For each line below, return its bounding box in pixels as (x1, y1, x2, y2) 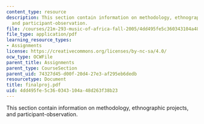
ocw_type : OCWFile (6, 54, 53, 60)
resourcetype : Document (6, 76, 67, 82)
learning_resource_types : (6, 37, 72, 43)
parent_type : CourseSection (6, 65, 78, 71)
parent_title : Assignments (6, 59, 75, 65)
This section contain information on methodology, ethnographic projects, (6, 104, 189, 111)
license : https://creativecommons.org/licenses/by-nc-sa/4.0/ (6, 48, 167, 54)
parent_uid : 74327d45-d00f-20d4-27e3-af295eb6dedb (6, 71, 137, 77)
